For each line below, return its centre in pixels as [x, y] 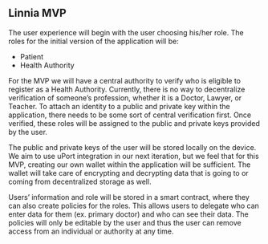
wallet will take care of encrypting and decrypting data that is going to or [128, 173]
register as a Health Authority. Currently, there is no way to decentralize [127, 89]
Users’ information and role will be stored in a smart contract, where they [129, 197]
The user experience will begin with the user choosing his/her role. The [126, 32]
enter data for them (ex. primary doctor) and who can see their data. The [128, 214]
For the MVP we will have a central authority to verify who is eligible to [124, 80]
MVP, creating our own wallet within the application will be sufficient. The [130, 165]
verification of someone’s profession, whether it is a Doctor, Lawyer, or [125, 98]
